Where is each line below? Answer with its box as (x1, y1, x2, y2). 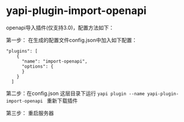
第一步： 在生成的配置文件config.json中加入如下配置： (6, 36, 138, 43)
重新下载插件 (46, 97, 78, 104)
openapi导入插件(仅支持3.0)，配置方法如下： (6, 24, 114, 31)
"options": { (21, 63, 54, 69)
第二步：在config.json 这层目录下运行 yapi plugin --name (6, 89, 145, 97)
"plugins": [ (6, 48, 38, 54)
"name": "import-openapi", (21, 58, 88, 64)
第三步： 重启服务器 (6, 109, 54, 116)
